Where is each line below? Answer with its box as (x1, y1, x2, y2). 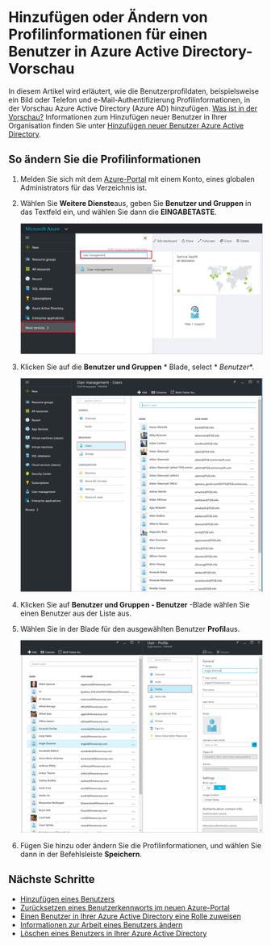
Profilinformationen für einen (8, 25, 208, 44)
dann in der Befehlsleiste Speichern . (19, 849, 143, 859)
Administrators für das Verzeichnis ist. (19, 183, 148, 192)
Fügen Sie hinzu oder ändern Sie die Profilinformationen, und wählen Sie (19, 840, 262, 850)
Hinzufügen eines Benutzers (19, 893, 115, 904)
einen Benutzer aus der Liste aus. (19, 608, 131, 618)
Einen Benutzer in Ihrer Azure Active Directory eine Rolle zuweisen (19, 911, 242, 921)
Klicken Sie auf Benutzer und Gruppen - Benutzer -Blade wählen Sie (19, 600, 250, 610)
